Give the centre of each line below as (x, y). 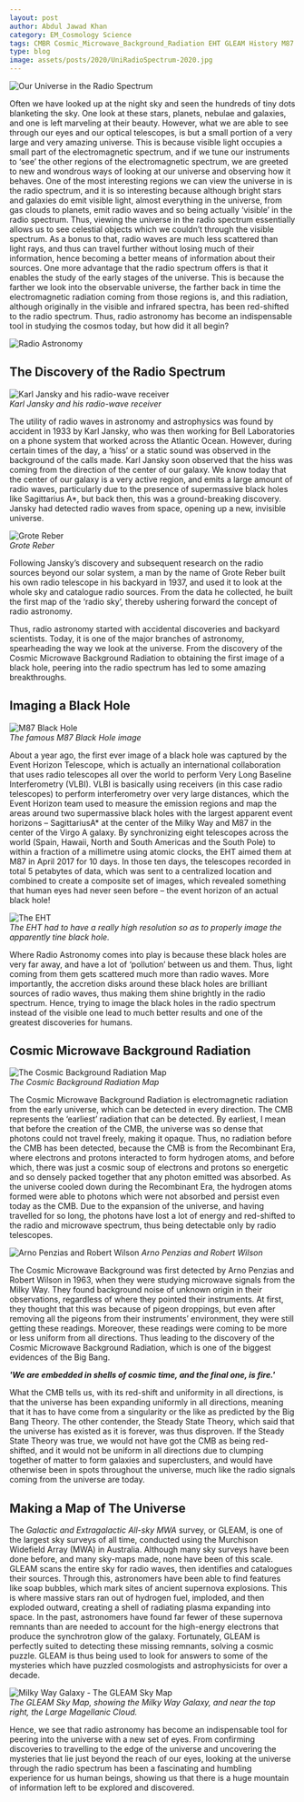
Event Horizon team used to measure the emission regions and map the (143, 803)
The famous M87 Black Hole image (76, 737)
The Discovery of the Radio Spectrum (118, 372)
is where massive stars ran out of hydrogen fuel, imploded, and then (137, 1598)
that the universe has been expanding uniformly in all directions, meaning (147, 1403)
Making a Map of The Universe (98, 1508)
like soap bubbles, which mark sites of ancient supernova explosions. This (148, 1588)
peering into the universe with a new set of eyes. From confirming (132, 1739)
